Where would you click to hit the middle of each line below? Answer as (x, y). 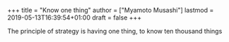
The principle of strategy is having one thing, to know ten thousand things (115, 31)
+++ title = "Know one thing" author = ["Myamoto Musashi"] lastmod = (111, 10)
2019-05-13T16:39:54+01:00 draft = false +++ (75, 17)
